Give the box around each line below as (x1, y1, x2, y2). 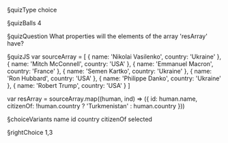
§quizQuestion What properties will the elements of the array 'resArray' (7, 32, 208, 40)
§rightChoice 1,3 (7, 129, 53, 136)
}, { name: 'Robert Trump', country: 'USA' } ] (7, 82, 131, 89)
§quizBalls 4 (7, 19, 42, 27)
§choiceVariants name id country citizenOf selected (7, 115, 152, 123)
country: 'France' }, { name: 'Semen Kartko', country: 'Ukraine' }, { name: (7, 67, 212, 75)
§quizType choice (7, 6, 57, 14)
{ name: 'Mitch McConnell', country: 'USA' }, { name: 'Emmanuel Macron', (7, 60, 214, 67)
